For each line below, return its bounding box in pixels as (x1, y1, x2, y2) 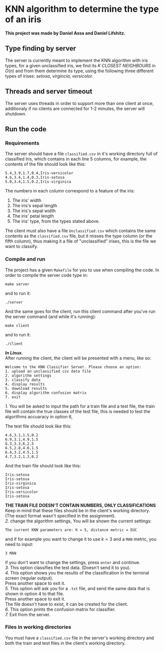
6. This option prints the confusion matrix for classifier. (5, 606, 116, 612)
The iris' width (12, 197, 42, 203)
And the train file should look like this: (5, 462, 81, 468)
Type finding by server (5, 44, 76, 53)
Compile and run (5, 256, 46, 263)
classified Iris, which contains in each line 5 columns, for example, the (5, 156, 147, 162)
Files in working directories (5, 624, 72, 630)
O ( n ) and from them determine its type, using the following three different (5, 68, 154, 74)
